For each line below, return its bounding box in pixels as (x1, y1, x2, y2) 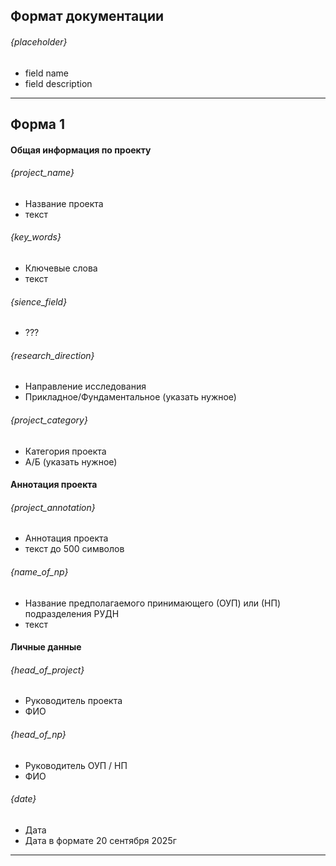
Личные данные (10, 641, 82, 653)
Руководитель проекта (24, 695, 123, 707)
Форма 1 (10, 115, 65, 133)
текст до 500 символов (24, 543, 125, 555)
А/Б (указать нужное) (24, 455, 118, 468)
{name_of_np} (10, 565, 69, 578)
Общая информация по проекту (10, 144, 152, 156)
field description (24, 77, 93, 89)
